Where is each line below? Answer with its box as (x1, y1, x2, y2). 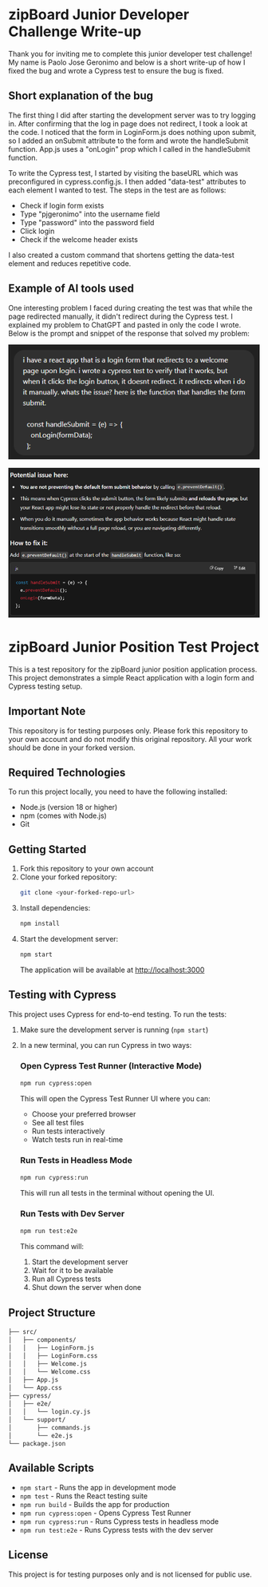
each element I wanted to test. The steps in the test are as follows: (8, 185, 227, 195)
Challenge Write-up (8, 22, 142, 41)
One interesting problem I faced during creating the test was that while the (8, 303, 253, 312)
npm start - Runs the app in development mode (19, 1482, 177, 1492)
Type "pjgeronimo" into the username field (19, 209, 160, 219)
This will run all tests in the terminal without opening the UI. (19, 1188, 215, 1198)
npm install (19, 920, 60, 928)
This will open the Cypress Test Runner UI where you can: (19, 1093, 211, 1103)
